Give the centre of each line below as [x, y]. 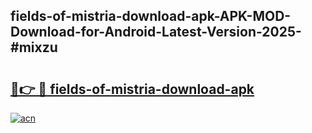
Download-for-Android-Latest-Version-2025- [156, 32]
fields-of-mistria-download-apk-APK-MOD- [151, 16]
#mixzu [34, 47]
